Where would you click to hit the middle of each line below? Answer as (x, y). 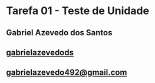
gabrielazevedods (40, 52)
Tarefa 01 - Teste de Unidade (77, 11)
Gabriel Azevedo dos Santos (59, 33)
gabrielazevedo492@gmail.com (67, 73)
